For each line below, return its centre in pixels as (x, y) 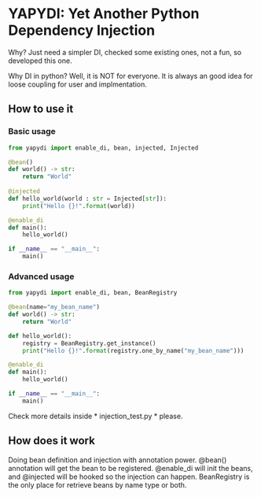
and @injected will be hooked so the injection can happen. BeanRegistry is (129, 477)
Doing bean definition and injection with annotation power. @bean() (118, 460)
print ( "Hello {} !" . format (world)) (79, 206)
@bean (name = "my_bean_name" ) (54, 307)
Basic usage (32, 132)
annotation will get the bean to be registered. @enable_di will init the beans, (130, 468)
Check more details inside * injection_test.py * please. (96, 416)
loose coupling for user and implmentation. (78, 84)
